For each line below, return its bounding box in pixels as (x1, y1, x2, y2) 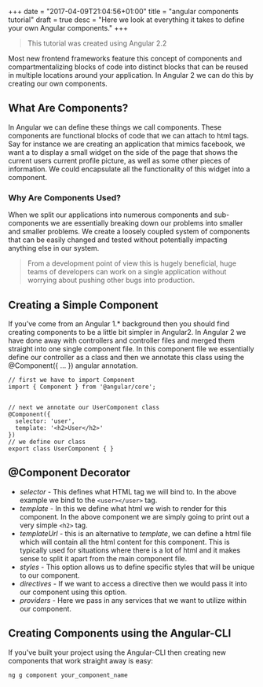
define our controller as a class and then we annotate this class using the (8, 352, 245, 362)
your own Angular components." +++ (8, 24, 128, 32)
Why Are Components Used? (8, 192, 122, 203)
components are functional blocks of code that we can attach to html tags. (8, 130, 250, 140)
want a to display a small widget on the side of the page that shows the (8, 147, 238, 156)
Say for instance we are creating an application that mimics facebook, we (8, 139, 246, 149)
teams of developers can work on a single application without (27, 267, 227, 277)
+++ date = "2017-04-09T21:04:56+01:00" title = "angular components (8, 7, 239, 16)
